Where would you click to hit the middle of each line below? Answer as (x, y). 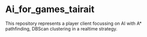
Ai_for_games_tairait (50, 9)
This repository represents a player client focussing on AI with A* (73, 23)
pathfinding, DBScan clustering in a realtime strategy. (61, 28)
